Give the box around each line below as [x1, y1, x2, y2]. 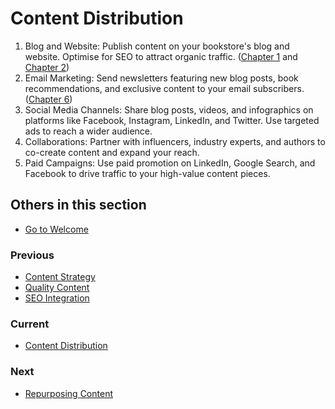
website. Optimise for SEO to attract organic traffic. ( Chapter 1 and [24, 50, 298, 62]
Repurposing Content [24, 387, 113, 399]
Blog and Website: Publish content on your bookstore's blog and [24, 40, 290, 52]
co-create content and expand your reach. [24, 146, 200, 158]
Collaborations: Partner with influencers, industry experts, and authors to [24, 135, 326, 147]
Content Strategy [24, 271, 96, 283]
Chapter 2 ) [24, 61, 70, 73]
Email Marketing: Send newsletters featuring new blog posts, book [24, 72, 299, 84]
